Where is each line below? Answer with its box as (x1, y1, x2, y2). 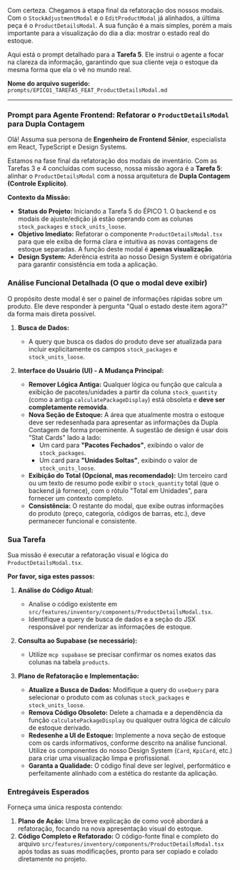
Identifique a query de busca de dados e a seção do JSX (28, 614, 196, 624)
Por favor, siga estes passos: (7, 571, 95, 581)
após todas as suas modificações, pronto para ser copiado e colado (17, 847, 218, 856)
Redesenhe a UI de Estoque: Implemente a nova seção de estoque (28, 731, 226, 739)
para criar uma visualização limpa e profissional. (28, 754, 171, 762)
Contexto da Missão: (7, 193, 71, 202)
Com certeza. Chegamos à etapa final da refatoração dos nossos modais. (7, 6, 224, 14)
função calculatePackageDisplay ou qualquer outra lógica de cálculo (28, 716, 231, 724)
